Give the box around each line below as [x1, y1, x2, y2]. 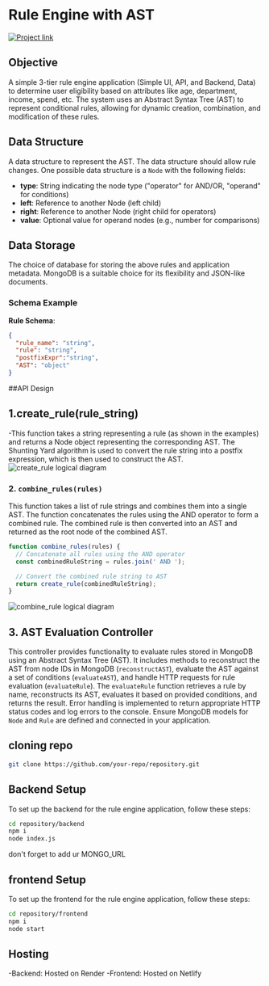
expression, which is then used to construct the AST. [8, 454, 184, 464]
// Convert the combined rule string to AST [15, 572, 168, 580]
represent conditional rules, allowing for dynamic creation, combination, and [8, 103, 262, 112]
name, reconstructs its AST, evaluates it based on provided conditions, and [8, 689, 258, 700]
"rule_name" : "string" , [15, 339, 95, 347]
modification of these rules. [8, 112, 100, 121]
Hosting [8, 947, 50, 961]
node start [8, 925, 45, 933]
